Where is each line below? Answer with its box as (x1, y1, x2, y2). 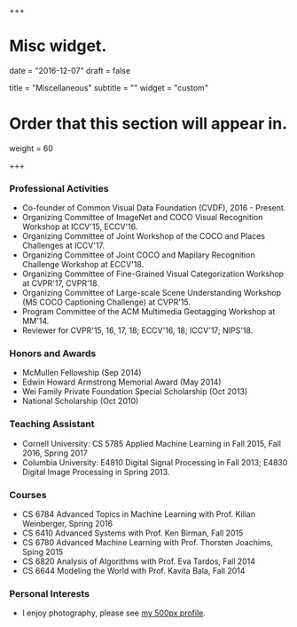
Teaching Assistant (9, 418, 95, 431)
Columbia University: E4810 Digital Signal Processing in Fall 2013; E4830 (21, 456, 288, 467)
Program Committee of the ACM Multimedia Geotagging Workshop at (21, 306, 276, 317)
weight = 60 (9, 143, 53, 154)
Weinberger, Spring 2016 (21, 519, 113, 529)
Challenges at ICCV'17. (21, 241, 105, 251)
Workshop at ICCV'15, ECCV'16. (21, 221, 138, 232)
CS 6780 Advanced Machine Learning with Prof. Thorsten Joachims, (21, 537, 273, 548)
